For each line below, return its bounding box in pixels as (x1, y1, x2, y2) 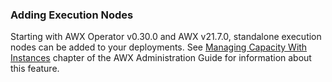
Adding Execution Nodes (10, 8, 134, 22)
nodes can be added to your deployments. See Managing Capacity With (10, 41, 308, 53)
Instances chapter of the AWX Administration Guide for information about (10, 52, 312, 64)
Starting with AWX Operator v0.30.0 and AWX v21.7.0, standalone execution (10, 31, 322, 43)
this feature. (10, 63, 60, 75)
